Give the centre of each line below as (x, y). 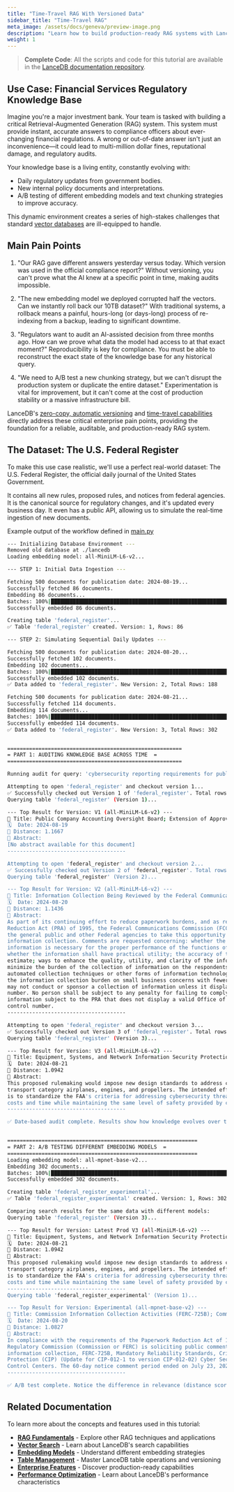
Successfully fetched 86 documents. (60, 588)
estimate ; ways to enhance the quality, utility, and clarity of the (110, 961)
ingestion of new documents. (49, 517)
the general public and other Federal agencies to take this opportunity (117, 935)
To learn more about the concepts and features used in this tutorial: (104, 1424)
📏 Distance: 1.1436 (36, 909)
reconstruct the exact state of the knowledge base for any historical (115, 356)
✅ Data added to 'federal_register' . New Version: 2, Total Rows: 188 (112, 685)
